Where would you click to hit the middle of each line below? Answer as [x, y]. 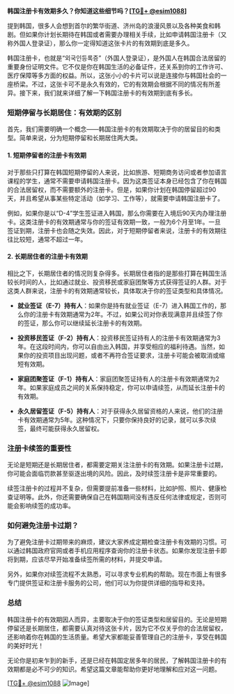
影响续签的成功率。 [47, 506]
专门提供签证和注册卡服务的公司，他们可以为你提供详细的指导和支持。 [108, 583]
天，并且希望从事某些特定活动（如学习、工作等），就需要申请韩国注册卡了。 [116, 198]
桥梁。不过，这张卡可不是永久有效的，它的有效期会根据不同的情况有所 [114, 84]
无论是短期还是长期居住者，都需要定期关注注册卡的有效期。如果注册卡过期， [117, 465]
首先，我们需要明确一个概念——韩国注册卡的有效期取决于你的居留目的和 [111, 129]
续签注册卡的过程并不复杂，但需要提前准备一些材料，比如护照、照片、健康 [114, 488]
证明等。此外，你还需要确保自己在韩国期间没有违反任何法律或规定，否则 [117, 497]
